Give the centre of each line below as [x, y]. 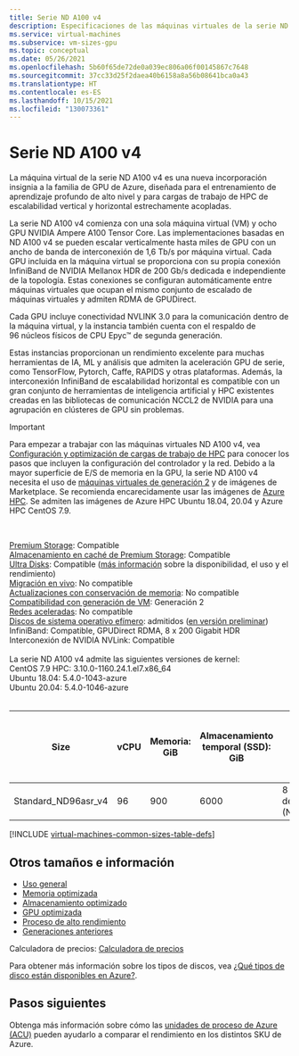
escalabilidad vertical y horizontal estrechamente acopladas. [120, 206]
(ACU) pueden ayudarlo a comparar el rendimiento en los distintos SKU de [145, 1034]
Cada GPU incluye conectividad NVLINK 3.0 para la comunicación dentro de [149, 317]
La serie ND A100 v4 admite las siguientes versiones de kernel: [125, 659]
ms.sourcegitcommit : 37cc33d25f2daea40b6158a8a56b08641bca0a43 [129, 76]
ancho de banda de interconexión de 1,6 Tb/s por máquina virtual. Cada [141, 252]
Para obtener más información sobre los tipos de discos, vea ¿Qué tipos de [147, 966]
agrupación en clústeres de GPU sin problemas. [97, 410]
